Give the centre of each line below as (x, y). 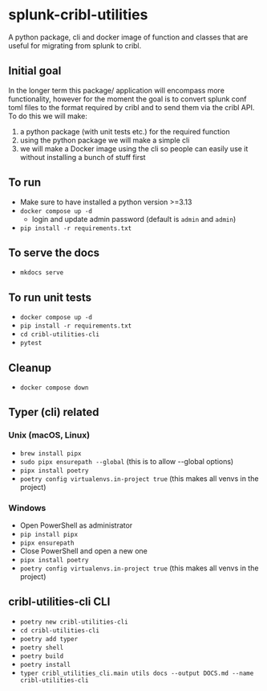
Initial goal (35, 71)
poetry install (45, 664)
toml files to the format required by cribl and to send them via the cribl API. (131, 107)
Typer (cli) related (54, 412)
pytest (31, 343)
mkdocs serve (42, 273)
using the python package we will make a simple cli (105, 140)
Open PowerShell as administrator (76, 525)
